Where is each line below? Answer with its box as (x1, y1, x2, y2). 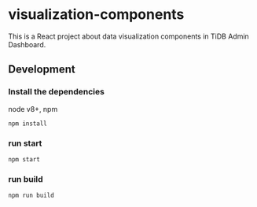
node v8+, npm (8, 104, 58, 113)
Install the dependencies (8, 87, 105, 98)
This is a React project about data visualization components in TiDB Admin (8, 31, 249, 41)
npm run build (8, 191, 55, 200)
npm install (8, 120, 47, 128)
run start (8, 138, 42, 149)
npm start (8, 155, 41, 163)
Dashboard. (8, 39, 46, 49)
